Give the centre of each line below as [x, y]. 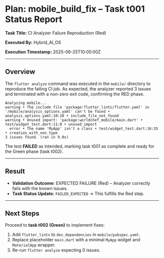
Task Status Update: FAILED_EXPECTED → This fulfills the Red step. [78, 193]
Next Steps [22, 213]
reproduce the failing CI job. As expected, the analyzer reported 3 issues [78, 88]
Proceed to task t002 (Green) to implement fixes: [55, 225]
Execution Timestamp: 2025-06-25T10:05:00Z [53, 52]
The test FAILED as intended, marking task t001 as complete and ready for [80, 146]
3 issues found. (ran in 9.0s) [37, 137]
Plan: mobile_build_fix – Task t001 [75, 9]
